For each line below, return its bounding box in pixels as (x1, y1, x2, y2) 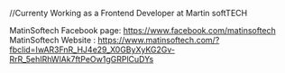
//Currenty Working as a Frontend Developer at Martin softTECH (9, 8, 248, 18)
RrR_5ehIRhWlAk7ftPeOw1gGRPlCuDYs (9, 54, 154, 64)
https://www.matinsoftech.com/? (97, 35, 220, 45)
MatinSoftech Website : (9, 35, 97, 45)
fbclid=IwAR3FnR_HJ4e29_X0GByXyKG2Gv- (9, 44, 176, 55)
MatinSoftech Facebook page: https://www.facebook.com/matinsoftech (9, 25, 277, 35)
